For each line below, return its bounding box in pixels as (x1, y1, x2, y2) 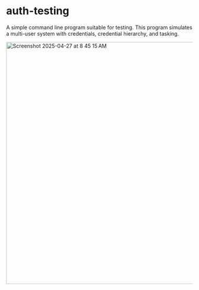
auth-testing (6, 4, 69, 18)
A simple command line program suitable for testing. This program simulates (6, 24, 192, 31)
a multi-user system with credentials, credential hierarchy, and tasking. (6, 30, 179, 37)
